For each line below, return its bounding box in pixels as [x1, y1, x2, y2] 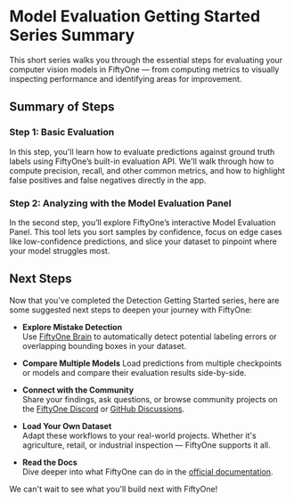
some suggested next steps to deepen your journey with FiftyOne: [9, 304, 252, 315]
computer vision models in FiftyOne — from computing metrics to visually [9, 64, 280, 75]
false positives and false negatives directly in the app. [9, 174, 207, 185]
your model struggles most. [9, 245, 110, 256]
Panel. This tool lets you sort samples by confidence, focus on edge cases [9, 226, 282, 237]
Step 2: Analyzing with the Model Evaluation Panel [9, 197, 232, 209]
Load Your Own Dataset [21, 420, 112, 431]
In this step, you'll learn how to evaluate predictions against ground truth [9, 146, 275, 157]
